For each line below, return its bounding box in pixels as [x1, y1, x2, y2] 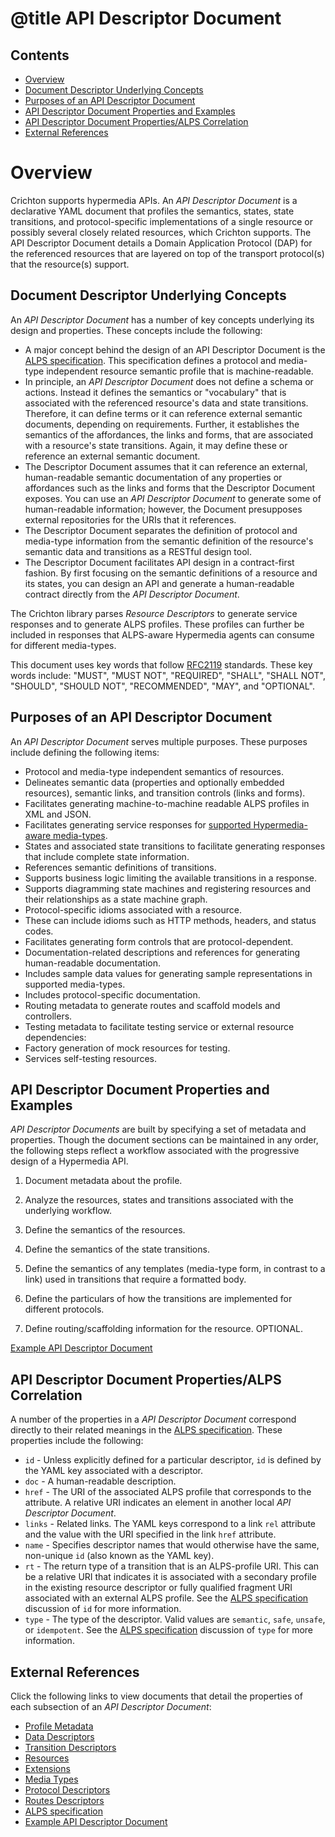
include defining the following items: [10, 746, 160, 758]
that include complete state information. [24, 850, 190, 862]
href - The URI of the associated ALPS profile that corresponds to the [24, 1486, 312, 1498]
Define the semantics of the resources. [24, 1224, 186, 1236]
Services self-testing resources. [24, 1052, 157, 1064]
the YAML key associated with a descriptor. [24, 1465, 204, 1477]
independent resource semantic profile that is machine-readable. [46, 365, 314, 377]
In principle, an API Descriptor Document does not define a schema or [24, 375, 314, 387]
